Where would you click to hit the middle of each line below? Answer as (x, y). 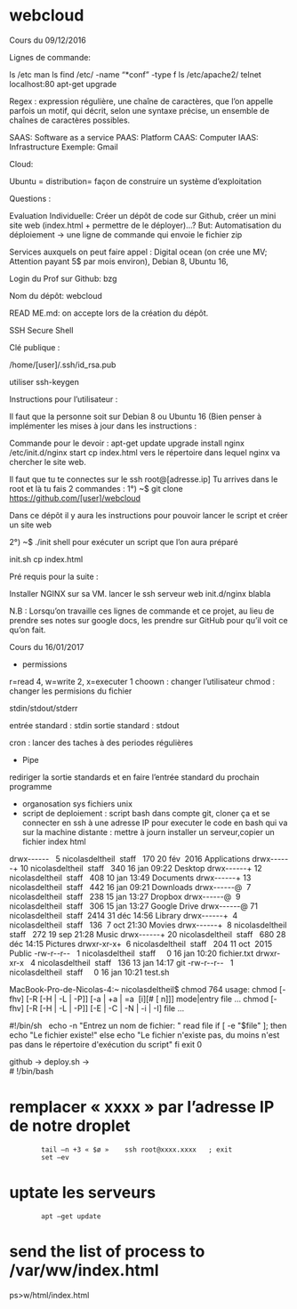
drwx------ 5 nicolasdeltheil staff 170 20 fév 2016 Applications (130, 858)
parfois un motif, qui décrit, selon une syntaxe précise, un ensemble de (139, 110)
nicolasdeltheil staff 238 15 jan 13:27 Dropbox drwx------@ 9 (125, 896)
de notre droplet (70, 1126)
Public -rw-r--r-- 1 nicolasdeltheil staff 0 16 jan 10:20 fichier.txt (132, 953)
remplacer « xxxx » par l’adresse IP (142, 1107)
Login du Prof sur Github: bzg (63, 278)
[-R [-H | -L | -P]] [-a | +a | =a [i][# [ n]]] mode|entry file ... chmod (148, 999)
